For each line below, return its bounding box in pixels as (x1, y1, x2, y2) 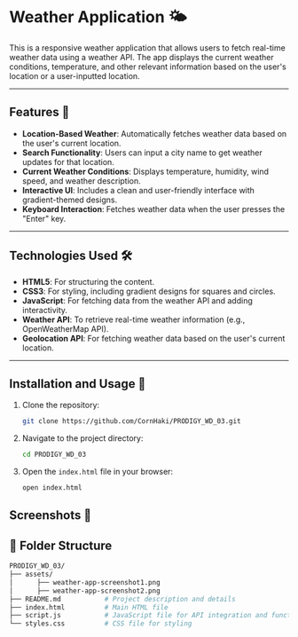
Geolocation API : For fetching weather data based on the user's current (21, 333, 286, 343)
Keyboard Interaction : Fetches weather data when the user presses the (21, 203, 286, 214)
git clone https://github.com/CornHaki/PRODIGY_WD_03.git (21, 417, 241, 426)
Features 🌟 (9, 105, 70, 120)
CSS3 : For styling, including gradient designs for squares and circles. (21, 286, 277, 296)
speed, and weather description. (21, 175, 142, 186)
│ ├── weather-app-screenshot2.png (9, 586, 161, 595)
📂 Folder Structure (9, 538, 113, 553)
